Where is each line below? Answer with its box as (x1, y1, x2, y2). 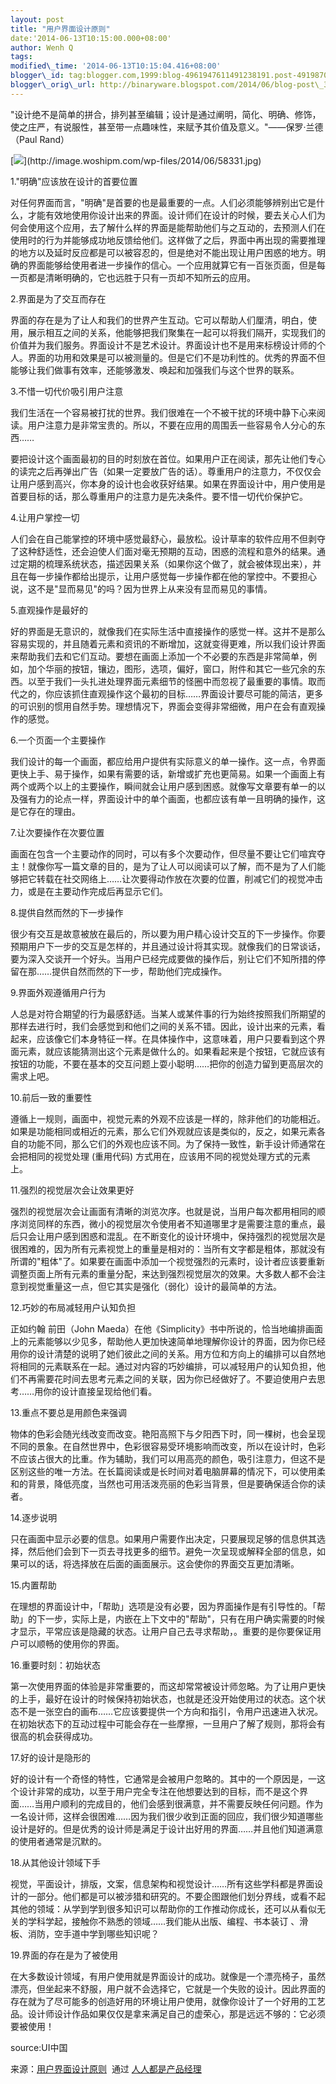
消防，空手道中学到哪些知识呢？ (27, 1927, 160, 1940)
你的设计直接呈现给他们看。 (43, 1385, 158, 1397)
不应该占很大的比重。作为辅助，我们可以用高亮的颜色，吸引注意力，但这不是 (10, 1452, 326, 1465)
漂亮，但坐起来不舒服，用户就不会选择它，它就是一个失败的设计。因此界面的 (10, 1982, 326, 1995)
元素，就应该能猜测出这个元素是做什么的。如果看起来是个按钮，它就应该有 (18, 1045, 326, 1057)
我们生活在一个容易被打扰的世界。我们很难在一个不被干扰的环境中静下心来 (10, 406, 317, 418)
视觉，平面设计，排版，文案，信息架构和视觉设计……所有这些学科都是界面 (10, 1877, 315, 1890)
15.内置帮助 (10, 1579, 57, 1591)
